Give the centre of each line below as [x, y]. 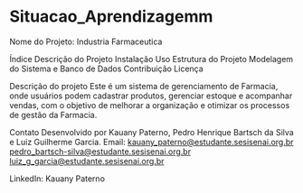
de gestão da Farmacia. [53, 115]
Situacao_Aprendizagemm [111, 17]
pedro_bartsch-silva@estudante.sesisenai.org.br [100, 152]
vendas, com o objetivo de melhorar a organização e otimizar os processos [150, 105]
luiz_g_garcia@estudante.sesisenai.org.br [87, 161]
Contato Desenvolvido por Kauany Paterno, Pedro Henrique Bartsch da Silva [151, 132]
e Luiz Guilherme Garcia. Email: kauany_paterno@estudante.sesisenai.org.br [151, 142]
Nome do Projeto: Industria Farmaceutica [86, 41]
